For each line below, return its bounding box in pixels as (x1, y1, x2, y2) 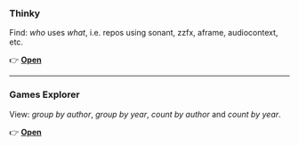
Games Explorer (9, 88, 80, 101)
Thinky (9, 7, 41, 20)
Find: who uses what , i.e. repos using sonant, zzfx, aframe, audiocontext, (9, 28, 279, 38)
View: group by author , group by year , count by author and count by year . (9, 109, 282, 119)
